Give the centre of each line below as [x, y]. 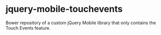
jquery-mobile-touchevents [64, 9]
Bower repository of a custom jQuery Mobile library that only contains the [81, 23]
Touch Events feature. [28, 28]
